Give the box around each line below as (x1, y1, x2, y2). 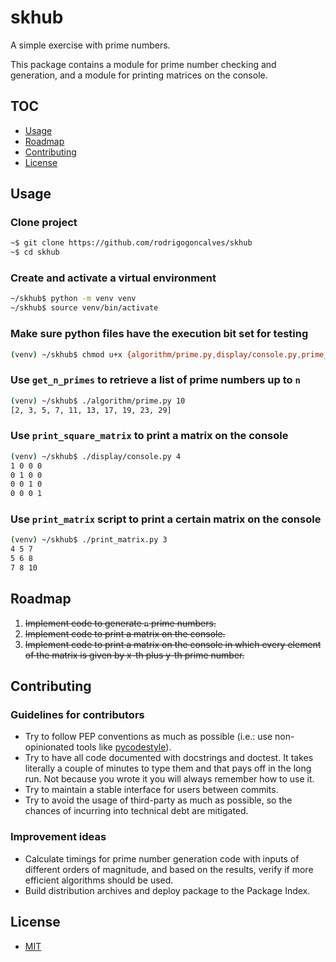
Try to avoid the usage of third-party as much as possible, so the (24, 794, 293, 806)
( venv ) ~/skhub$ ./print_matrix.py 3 (10, 535, 168, 545)
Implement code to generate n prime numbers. (24, 617, 217, 629)
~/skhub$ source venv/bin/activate (10, 303, 159, 313)
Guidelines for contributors (10, 708, 145, 722)
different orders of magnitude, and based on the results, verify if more (24, 863, 314, 875)
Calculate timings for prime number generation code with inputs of (24, 852, 300, 865)
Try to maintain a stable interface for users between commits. (24, 784, 279, 796)
